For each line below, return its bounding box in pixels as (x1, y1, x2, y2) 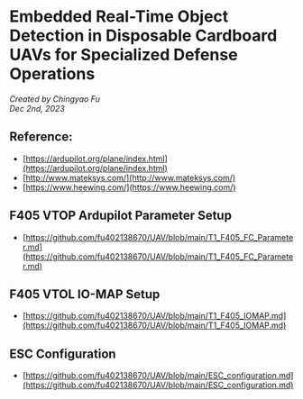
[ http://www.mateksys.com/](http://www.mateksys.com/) (22, 172, 236, 183)
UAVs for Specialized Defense (9, 45, 238, 65)
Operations (9, 64, 96, 85)
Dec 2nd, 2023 (9, 103, 65, 113)
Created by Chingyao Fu (9, 93, 101, 104)
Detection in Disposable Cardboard (9, 25, 278, 46)
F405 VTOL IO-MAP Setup (9, 286, 161, 302)
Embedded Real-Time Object (9, 6, 229, 27)
